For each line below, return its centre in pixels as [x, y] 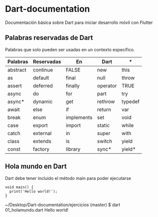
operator [107, 85]
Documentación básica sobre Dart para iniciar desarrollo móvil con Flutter [79, 22]
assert [15, 85]
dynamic [43, 101]
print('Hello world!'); [33, 191]
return [104, 109]
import [73, 125]
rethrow [106, 101]
